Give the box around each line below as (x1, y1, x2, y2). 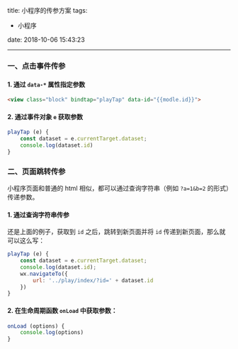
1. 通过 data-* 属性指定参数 (7, 80, 86, 89)
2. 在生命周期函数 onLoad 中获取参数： (7, 306, 118, 314)
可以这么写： (7, 236, 45, 245)
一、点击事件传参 (7, 61, 66, 71)
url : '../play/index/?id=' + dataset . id (33, 277, 154, 284)
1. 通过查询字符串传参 (7, 210, 69, 218)
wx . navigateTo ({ (20, 270, 69, 277)
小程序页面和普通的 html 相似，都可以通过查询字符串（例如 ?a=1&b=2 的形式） (7, 184, 229, 192)
